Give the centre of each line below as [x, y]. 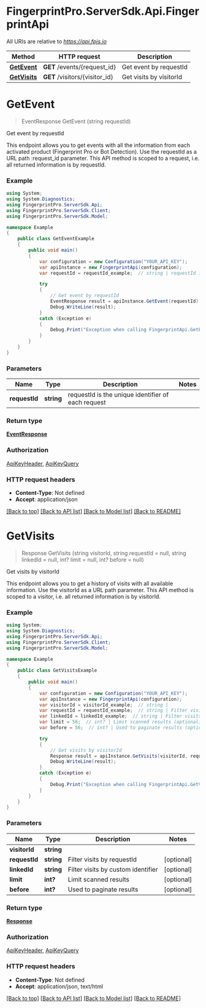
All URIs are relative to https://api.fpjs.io [57, 41]
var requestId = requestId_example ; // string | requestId [117, 273]
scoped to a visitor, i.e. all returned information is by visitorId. [84, 596]
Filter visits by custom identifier [113, 869]
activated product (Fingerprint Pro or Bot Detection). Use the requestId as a [102, 151]
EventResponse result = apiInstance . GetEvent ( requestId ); [126, 301]
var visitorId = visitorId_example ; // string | [104, 705]
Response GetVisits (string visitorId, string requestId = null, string [104, 553]
